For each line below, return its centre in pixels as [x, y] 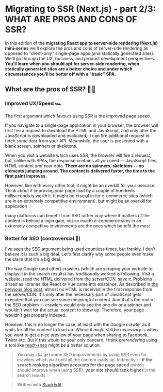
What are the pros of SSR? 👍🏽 [50, 89]
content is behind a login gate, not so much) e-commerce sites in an [73, 221]
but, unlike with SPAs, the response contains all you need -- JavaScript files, [81, 160]
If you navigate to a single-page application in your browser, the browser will [81, 125]
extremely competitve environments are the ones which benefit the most [78, 226]
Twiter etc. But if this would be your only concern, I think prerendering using [81, 340]
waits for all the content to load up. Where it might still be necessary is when [81, 329]
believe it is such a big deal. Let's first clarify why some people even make [79, 254]
